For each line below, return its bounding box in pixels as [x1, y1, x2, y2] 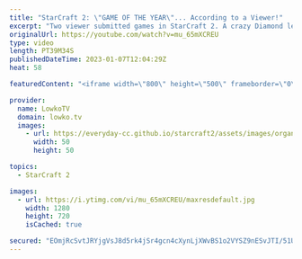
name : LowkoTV [17, 104, 70, 113]
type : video [9, 38, 54, 48]
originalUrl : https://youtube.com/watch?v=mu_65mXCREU [9, 30, 219, 39]
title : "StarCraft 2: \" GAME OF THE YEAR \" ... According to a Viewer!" [9, 13, 283, 22]
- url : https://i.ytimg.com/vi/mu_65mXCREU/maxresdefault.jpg [17, 195, 255, 204]
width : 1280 [25, 203, 70, 212]
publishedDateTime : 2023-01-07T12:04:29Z [9, 55, 167, 64]
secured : [9, 237, 42, 246]
